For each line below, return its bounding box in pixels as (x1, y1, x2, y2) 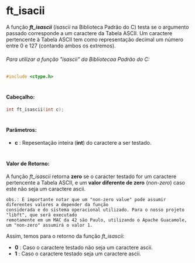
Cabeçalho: (6, 94, 35, 101)
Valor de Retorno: (6, 160, 50, 167)
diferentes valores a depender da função (6, 202, 109, 208)
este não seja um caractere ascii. (6, 186, 86, 193)
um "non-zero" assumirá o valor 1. (6, 223, 93, 228)
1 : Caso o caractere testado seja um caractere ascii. (14, 250, 142, 257)
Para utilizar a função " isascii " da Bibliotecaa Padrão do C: (6, 56, 150, 63)
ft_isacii (6, 4, 45, 18)
